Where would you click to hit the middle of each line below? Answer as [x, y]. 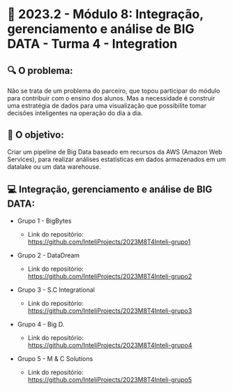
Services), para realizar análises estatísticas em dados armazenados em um [116, 159]
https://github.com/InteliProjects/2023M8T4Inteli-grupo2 [110, 276]
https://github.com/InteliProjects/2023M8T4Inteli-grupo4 [110, 345]
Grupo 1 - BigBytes [44, 221]
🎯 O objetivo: [36, 135]
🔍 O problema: [40, 70]
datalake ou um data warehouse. [54, 166]
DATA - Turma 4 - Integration [92, 44]
